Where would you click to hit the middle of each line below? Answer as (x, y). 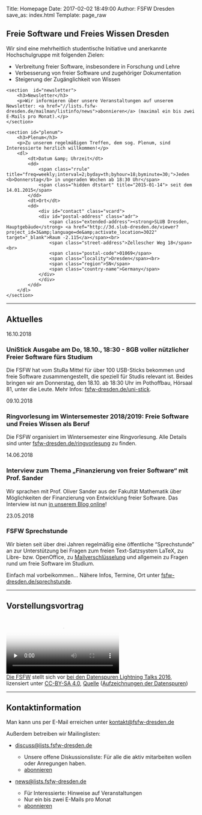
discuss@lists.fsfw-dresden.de (54, 745)
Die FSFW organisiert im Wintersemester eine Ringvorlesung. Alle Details (96, 437)
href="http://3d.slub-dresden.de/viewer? (126, 227)
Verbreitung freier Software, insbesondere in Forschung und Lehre (97, 66)
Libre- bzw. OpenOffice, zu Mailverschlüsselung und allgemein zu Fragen (97, 557)
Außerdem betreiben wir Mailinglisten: (54, 734)
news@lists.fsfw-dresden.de (50, 781)
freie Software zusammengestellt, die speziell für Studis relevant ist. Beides (100, 376)
